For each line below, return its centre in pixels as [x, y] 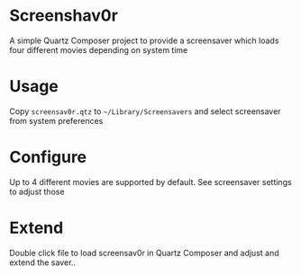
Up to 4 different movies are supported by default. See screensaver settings [150, 182]
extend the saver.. [43, 262]
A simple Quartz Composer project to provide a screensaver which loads [144, 40]
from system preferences [56, 120]
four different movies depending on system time [99, 49]
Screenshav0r [64, 16]
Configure [48, 157]
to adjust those [37, 191]
